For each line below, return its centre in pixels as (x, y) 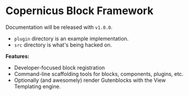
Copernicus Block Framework (79, 11)
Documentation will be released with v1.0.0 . (59, 27)
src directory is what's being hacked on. (63, 45)
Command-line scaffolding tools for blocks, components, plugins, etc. (99, 74)
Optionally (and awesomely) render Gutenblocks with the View (90, 80)
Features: (18, 56)
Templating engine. (37, 86)
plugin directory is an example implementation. (71, 38)
